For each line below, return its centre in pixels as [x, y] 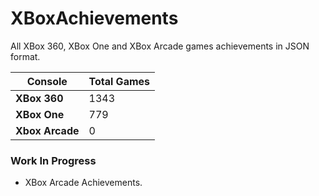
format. [25, 56]
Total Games [119, 81]
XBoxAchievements [94, 18]
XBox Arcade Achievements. [83, 183]
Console [47, 81]
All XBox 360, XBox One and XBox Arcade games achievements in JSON [160, 46]
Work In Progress [53, 160]
